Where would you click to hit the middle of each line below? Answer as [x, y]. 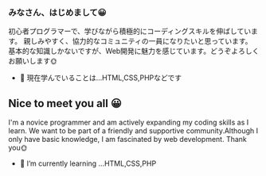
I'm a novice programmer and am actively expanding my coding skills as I [129, 122]
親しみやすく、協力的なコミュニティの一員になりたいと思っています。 [138, 41]
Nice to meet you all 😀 [65, 103]
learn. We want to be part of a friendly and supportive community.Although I [133, 131]
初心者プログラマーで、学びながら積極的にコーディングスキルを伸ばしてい [130, 31]
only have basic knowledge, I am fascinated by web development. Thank [127, 140]
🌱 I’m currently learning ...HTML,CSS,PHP [88, 163]
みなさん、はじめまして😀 [57, 12]
